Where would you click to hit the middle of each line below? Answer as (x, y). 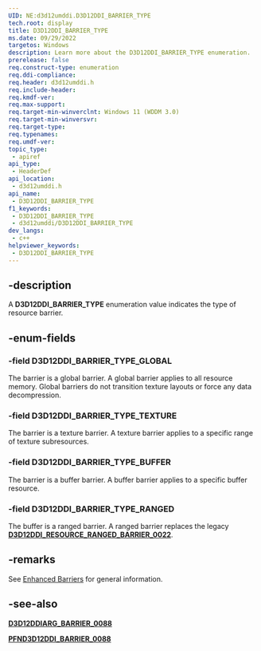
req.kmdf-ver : (32, 97)
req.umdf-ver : (32, 142)
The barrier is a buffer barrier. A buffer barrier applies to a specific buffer (128, 479)
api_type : (25, 164)
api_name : (25, 193)
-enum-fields (42, 338)
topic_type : (28, 149)
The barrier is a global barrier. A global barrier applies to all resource (121, 378)
